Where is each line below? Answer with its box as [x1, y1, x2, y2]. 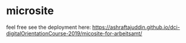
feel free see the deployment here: [6, 24, 91, 31]
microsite [6, 4, 54, 18]
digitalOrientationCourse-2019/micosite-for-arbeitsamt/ [6, 29, 142, 37]
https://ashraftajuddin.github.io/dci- [92, 24, 180, 31]
